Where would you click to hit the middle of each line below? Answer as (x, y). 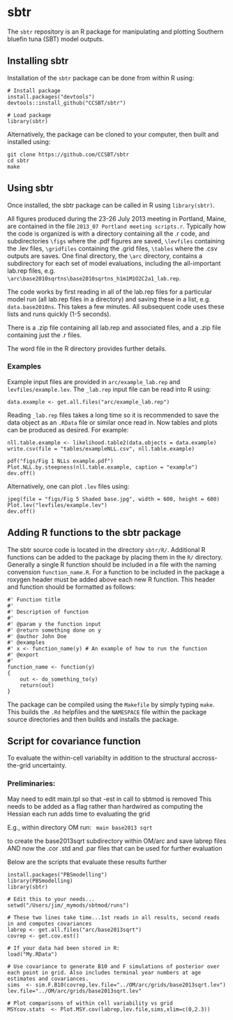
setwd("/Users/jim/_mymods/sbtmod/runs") (68, 905)
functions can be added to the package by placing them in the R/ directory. (115, 557)
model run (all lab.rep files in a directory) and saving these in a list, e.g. (109, 299)
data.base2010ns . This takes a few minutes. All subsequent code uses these (116, 306)
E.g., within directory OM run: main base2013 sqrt (80, 827)
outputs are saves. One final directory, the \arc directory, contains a (105, 255)
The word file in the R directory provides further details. (87, 348)
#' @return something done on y (54, 630)
